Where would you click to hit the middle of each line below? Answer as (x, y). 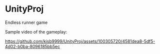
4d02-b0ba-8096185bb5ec (32, 46)
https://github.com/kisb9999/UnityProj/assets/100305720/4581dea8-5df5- (80, 41)
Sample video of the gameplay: (36, 32)
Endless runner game (26, 22)
